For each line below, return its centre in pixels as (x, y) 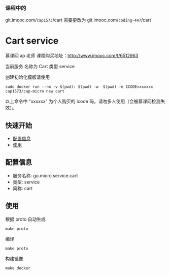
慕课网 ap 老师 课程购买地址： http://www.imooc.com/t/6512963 (72, 56)
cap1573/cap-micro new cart (35, 91)
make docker (18, 268)
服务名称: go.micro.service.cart (45, 175)
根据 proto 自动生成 (25, 219)
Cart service (32, 41)
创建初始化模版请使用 (27, 77)
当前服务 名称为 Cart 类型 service (40, 67)
